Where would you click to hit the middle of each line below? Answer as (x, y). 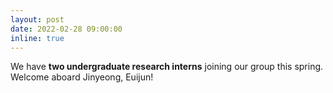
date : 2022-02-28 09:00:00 (66, 29)
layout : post (37, 19)
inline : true (37, 38)
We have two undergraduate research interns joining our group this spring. (167, 67)
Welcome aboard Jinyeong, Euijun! (82, 77)
